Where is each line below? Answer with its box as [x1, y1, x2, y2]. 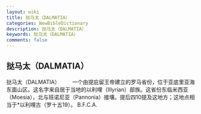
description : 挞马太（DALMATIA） [6, 25, 86, 32]
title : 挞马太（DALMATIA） [6, 15, 70, 21]
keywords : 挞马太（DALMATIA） [6, 32, 79, 38]
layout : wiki [6, 8, 40, 15]
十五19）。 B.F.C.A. [51, 101, 97, 108]
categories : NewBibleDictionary [6, 20, 88, 26]
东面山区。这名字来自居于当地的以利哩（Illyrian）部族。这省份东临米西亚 [6, 85, 189, 93]
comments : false [6, 37, 48, 43]
